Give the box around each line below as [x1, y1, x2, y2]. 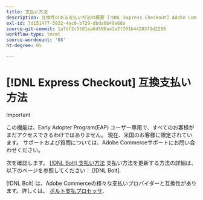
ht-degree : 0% [6, 43, 42, 49]
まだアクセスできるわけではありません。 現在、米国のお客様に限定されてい [6, 131, 193, 138]
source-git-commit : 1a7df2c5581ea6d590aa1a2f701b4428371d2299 [6, 25, 166, 32]
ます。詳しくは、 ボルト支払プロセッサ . [6, 187, 105, 194]
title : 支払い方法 [6, 8, 48, 15]
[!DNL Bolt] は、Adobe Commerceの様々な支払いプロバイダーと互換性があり [6, 179, 197, 187]
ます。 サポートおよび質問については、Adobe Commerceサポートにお [6, 138, 179, 146]
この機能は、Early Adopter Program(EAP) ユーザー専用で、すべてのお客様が [6, 123, 195, 131]
